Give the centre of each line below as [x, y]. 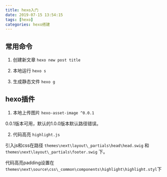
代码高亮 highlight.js [36, 134]
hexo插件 [20, 99]
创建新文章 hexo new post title [47, 60]
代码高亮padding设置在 [30, 163]
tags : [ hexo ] [19, 19]
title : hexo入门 [22, 10]
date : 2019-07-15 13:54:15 [34, 15]
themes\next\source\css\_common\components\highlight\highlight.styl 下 [83, 169]
